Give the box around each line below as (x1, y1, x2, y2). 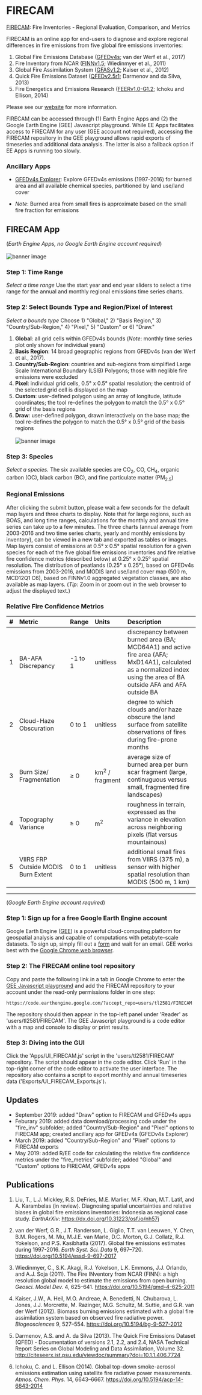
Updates (6, 1095, 39, 1105)
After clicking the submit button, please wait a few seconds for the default (6, 504, 189, 511)
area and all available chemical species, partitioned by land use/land (14, 182, 185, 190)
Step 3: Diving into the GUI (6, 1038, 85, 1047)
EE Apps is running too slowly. (6, 147, 81, 154)
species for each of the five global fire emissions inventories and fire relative (6, 549, 196, 556)
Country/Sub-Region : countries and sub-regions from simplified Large (14, 360, 191, 367)
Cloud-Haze (19, 717, 55, 725)
